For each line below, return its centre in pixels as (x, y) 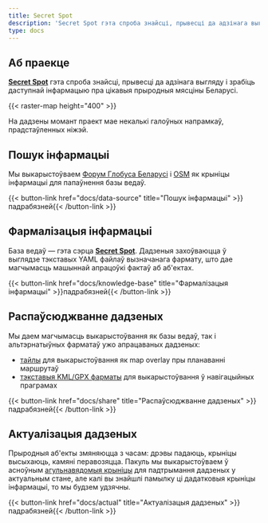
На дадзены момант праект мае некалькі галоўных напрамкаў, (116, 121)
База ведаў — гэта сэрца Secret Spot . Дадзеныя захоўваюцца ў (118, 250)
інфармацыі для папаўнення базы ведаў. (77, 183)
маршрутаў (39, 368)
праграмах (38, 385)
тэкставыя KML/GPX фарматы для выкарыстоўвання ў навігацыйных (137, 376)
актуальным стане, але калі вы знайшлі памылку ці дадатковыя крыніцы (132, 478)
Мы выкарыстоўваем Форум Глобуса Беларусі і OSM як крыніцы (119, 174)
